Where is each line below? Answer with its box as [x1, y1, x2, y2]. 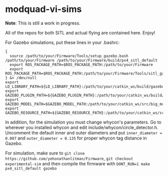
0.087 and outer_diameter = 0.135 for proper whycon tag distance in [5, 135, 147, 141]
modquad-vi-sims [5, 3, 82, 15]
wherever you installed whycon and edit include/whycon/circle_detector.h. [5, 124, 158, 130]
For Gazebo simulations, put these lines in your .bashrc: [5, 39, 120, 45]
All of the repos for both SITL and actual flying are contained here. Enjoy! [5, 29, 155, 35]
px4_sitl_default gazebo [5, 166, 57, 171]
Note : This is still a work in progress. [5, 20, 81, 26]
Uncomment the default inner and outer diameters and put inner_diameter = [5, 129, 162, 135]
